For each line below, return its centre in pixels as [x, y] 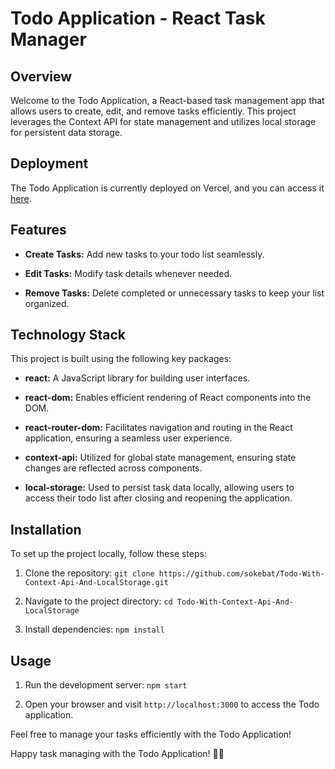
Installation [46, 529]
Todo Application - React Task [138, 18]
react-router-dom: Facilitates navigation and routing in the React [158, 428]
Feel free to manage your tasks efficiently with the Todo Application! [151, 734]
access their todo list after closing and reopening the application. [158, 498]
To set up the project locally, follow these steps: [109, 554]
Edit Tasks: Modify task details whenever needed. [128, 273]
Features [38, 230]
